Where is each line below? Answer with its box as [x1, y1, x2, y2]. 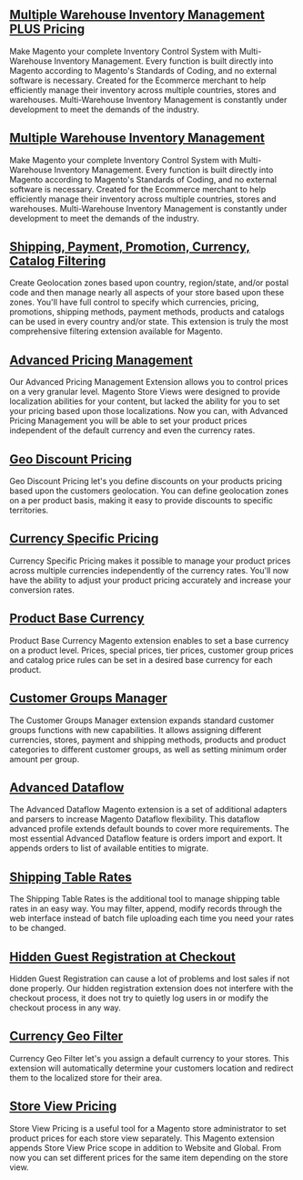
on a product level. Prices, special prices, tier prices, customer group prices [9, 645, 294, 656]
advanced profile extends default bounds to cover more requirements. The [9, 823, 289, 834]
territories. [9, 505, 49, 516]
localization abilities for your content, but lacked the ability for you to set [9, 396, 280, 407]
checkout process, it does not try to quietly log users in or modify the [9, 992, 268, 1003]
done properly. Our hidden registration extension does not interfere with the [9, 982, 294, 993]
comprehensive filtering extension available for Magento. [9, 326, 223, 336]
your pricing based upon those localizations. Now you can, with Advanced [9, 406, 288, 417]
